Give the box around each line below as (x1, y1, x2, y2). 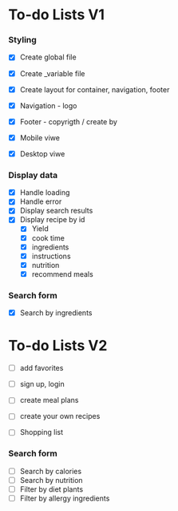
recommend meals (31, 269, 93, 278)
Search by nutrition (19, 475, 83, 485)
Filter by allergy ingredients (19, 493, 110, 503)
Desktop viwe (19, 148, 65, 158)
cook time (31, 233, 65, 242)
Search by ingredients (19, 308, 93, 318)
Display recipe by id (19, 215, 85, 225)
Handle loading (19, 188, 70, 197)
